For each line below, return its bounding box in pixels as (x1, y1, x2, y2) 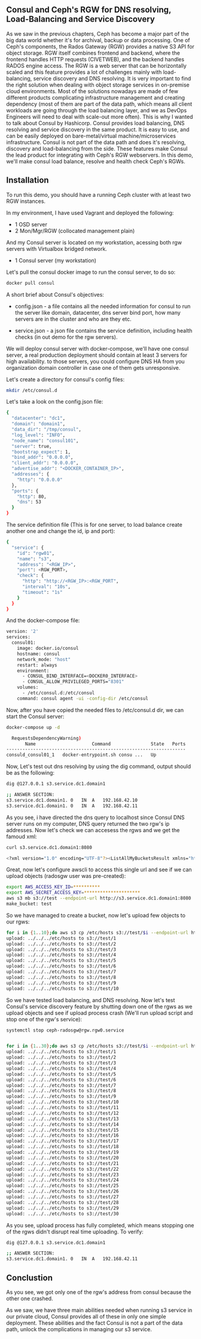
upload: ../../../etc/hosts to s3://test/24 (6, 1177, 119, 1183)
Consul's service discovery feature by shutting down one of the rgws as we (6, 1003, 193, 1010)
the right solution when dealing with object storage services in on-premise (6, 81, 190, 88)
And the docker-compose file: (6, 617, 80, 624)
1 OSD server (14, 220, 48, 228)
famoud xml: (6, 833, 37, 840)
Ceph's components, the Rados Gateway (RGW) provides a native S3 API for (6, 43, 194, 50)
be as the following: (6, 769, 55, 776)
